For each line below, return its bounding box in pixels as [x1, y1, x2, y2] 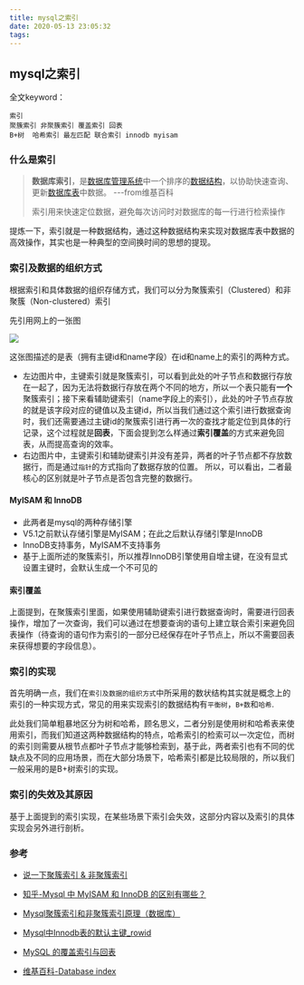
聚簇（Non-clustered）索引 [9, 296, 111, 307]
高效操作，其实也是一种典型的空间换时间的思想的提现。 [9, 237, 215, 248]
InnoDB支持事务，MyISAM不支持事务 [22, 539, 161, 550]
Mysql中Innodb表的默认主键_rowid [22, 927, 152, 939]
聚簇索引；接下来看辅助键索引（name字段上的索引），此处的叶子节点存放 [22, 393, 294, 404]
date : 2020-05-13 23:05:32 [9, 22, 111, 31]
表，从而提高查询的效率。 [22, 438, 119, 449]
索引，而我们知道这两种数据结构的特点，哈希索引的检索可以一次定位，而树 [16, 729, 295, 740]
